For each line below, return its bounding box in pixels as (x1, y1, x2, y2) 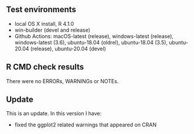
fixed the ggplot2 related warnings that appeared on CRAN (14, 121, 157, 128)
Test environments (6, 5, 76, 15)
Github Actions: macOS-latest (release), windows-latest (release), (14, 32, 174, 40)
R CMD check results (6, 62, 84, 72)
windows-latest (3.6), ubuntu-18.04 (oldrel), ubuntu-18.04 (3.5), (14, 39, 168, 46)
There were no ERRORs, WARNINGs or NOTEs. (6, 77, 119, 84)
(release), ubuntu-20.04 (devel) (30, 45, 107, 52)
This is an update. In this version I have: (6, 110, 102, 117)
